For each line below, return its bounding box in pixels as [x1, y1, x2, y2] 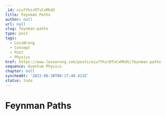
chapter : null [5, 69, 35, 74]
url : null [5, 21, 26, 27]
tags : [5, 36, 17, 41]
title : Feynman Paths [5, 12, 51, 17]
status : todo [5, 78, 33, 83]
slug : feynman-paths [5, 26, 49, 31]
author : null [5, 17, 33, 22]
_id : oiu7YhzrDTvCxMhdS [5, 7, 56, 13]
